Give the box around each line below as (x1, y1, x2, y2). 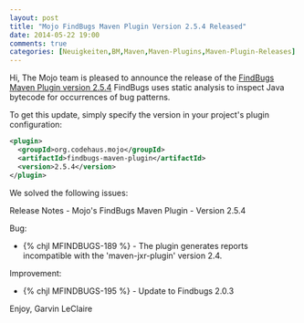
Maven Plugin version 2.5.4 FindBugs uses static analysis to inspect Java (9, 82, 285, 93)
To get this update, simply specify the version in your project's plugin (9, 109, 269, 120)
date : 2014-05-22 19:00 (9, 30, 100, 39)
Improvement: (9, 267, 62, 278)
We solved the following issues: (9, 187, 129, 198)
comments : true (9, 38, 68, 48)
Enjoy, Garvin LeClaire (9, 303, 93, 314)
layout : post (9, 13, 59, 23)
